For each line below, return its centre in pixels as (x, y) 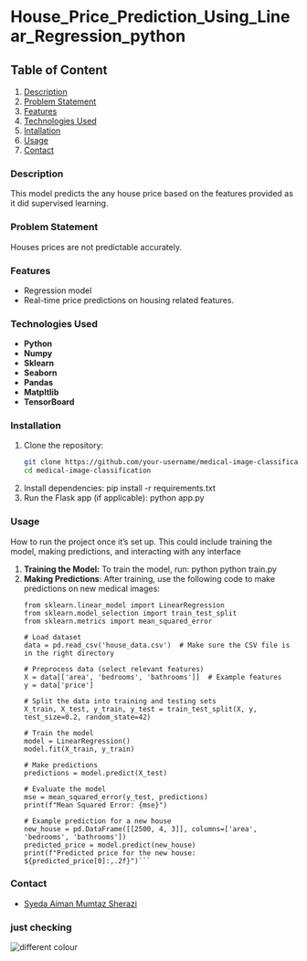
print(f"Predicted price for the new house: (110, 853)
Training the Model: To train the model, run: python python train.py (150, 569)
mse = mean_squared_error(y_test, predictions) (116, 797)
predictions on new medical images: (92, 588)
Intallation (42, 131)
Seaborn (40, 373)
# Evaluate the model (64, 789)
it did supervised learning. (59, 204)
